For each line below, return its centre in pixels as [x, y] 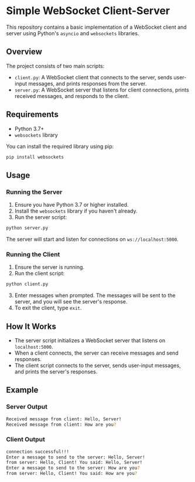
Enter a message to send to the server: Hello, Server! [76, 457]
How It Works [31, 326]
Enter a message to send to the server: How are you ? [73, 468]
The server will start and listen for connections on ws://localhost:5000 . [92, 239]
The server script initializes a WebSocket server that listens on [90, 340]
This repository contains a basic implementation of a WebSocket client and [96, 27]
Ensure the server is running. [49, 267]
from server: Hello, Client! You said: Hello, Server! [74, 463]
